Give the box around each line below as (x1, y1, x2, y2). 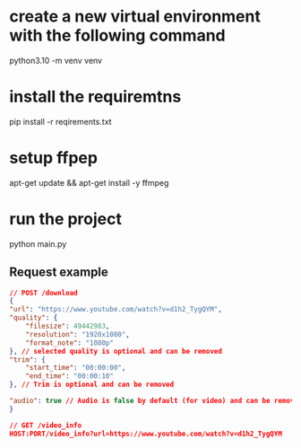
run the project (9, 209, 123, 229)
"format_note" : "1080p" (25, 338, 115, 347)
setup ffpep (9, 148, 99, 168)
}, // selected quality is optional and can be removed (9, 347, 222, 356)
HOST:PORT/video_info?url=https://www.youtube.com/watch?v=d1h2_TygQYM (9, 429, 282, 438)
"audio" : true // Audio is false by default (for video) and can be (9, 397, 271, 406)
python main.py (9, 238, 67, 249)
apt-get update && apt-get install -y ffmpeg (9, 177, 169, 188)
